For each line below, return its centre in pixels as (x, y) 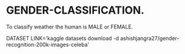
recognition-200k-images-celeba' (48, 45)
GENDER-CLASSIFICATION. (75, 10)
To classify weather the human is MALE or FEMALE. (70, 27)
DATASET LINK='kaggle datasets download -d (62, 38)
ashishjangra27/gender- (150, 38)
